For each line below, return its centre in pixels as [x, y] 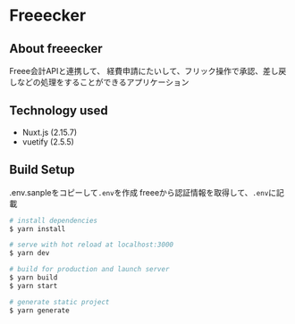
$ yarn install [38, 228]
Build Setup [42, 170]
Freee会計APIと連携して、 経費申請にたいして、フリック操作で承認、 [136, 71]
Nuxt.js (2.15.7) [50, 132]
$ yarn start [34, 286]
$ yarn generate [39, 310]
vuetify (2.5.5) [48, 141]
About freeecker [56, 49]
